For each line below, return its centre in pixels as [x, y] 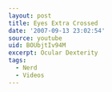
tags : [17, 61]
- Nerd [26, 68]
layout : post [30, 16]
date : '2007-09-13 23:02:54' [57, 30]
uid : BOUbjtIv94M [37, 46]
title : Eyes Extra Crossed [53, 23]
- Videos [30, 75]
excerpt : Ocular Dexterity [53, 53]
